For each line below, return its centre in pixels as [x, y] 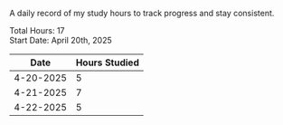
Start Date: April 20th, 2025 [61, 40]
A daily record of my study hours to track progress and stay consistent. [142, 13]
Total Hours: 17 [37, 30]
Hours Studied [108, 62]
